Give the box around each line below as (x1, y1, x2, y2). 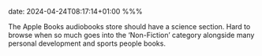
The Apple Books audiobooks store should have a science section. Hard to (8, 22, 251, 31)
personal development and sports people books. (8, 39, 166, 48)
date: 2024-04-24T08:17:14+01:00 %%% (8, 7, 144, 16)
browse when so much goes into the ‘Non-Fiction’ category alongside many (8, 31, 255, 39)
